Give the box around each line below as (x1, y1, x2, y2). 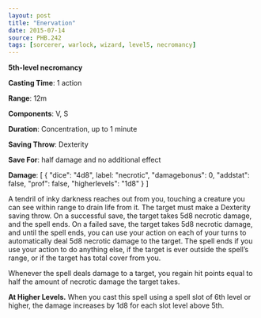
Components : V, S (8, 109, 69, 119)
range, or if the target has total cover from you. (8, 253, 161, 262)
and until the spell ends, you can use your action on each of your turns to (8, 228, 247, 238)
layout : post (8, 11, 51, 20)
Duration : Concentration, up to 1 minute (8, 125, 138, 134)
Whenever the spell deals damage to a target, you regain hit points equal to (8, 269, 253, 278)
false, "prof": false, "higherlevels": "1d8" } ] (8, 179, 149, 189)
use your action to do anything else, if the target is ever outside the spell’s (8, 245, 249, 255)
